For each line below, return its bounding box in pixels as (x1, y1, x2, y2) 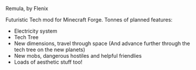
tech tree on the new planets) (13, 46, 86, 53)
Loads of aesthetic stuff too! (13, 58, 83, 65)
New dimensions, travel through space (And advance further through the (13, 40, 190, 47)
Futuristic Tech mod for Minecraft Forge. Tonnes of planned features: (5, 16, 173, 23)
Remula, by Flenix (5, 5, 48, 12)
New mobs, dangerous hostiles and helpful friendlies (13, 52, 142, 59)
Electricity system (13, 27, 58, 34)
